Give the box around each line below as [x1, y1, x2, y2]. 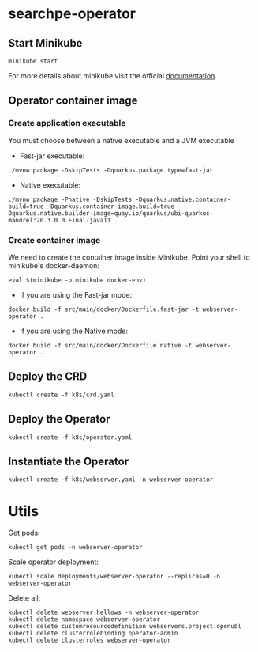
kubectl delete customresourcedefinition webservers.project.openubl [8, 623, 242, 631]
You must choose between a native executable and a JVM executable [8, 135, 235, 145]
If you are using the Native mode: [19, 326, 129, 335]
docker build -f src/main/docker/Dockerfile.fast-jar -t [8, 305, 200, 313]
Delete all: [8, 593, 41, 603]
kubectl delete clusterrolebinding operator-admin [8, 630, 178, 638]
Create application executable [8, 118, 126, 129]
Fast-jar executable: [19, 151, 85, 161]
